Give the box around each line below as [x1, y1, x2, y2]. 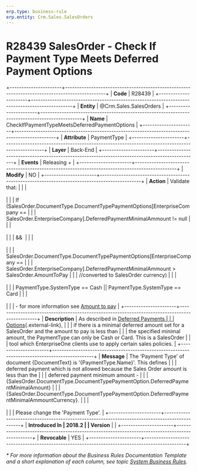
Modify [6, 171, 25, 178]
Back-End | [70, 147, 98, 154]
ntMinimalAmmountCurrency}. [6, 397, 79, 404]
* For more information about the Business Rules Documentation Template [6, 452, 187, 459]
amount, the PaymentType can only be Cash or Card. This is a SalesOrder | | [6, 334, 191, 341]
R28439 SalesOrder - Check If [6, 39, 157, 53]
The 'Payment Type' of [129, 353, 185, 360]
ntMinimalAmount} [6, 384, 51, 392]
